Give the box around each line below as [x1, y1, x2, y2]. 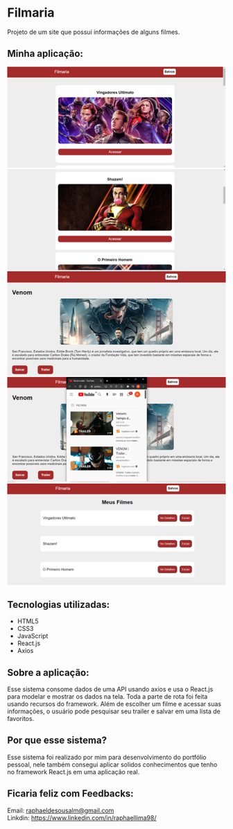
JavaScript [17, 632, 49, 640]
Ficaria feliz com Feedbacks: [7, 788, 134, 800]
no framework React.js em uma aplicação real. [7, 767, 140, 776]
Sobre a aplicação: [7, 667, 89, 679]
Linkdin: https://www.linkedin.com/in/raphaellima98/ [7, 813, 157, 822]
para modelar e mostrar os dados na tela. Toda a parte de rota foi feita [7, 692, 208, 701]
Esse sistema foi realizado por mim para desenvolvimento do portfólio [7, 753, 207, 761]
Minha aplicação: [7, 48, 83, 60]
